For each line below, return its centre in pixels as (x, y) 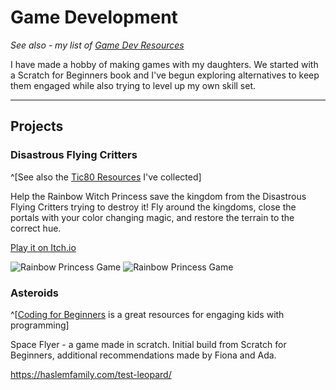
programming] (40, 325)
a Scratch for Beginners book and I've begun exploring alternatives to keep (165, 75)
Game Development (94, 17)
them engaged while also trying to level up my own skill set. (133, 85)
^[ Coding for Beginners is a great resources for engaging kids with (147, 314)
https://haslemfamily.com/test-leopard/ (91, 374)
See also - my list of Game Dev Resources (97, 45)
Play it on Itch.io (43, 247)
